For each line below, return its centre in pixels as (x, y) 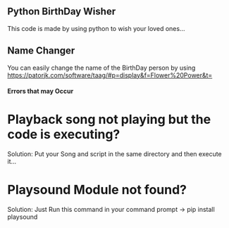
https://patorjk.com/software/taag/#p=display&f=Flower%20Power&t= (110, 75)
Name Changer (41, 51)
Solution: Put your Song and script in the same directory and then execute (114, 154)
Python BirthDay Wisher (62, 12)
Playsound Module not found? (97, 190)
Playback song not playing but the (109, 120)
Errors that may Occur (41, 91)
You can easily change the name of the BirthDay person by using (101, 68)
